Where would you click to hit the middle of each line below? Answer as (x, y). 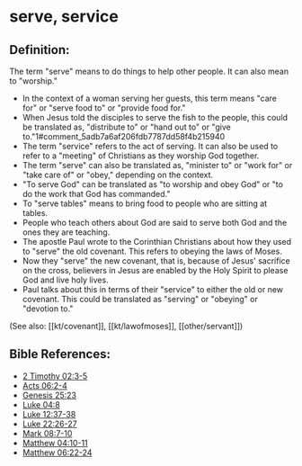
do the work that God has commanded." (96, 194)
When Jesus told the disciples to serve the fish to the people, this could (155, 117)
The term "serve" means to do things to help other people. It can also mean (149, 71)
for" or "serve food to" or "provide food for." (104, 108)
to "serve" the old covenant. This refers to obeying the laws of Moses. (152, 251)
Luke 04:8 (41, 404)
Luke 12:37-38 (49, 414)
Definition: (40, 50)
